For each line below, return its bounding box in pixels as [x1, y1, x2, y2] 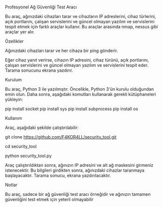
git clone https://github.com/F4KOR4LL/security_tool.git [5, 134, 117, 140]
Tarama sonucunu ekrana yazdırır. [5, 67, 73, 73]
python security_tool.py [5, 153, 52, 159]
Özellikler [5, 38, 24, 44]
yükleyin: [5, 96, 23, 102]
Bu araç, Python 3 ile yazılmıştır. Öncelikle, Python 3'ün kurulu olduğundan [5, 86, 154, 92]
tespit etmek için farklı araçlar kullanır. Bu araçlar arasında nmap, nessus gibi [5, 24, 158, 30]
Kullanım [5, 115, 22, 121]
